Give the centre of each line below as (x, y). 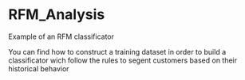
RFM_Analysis (57, 15)
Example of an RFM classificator (61, 36)
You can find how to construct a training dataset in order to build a (117, 51)
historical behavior (39, 68)
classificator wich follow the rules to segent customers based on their (123, 60)
